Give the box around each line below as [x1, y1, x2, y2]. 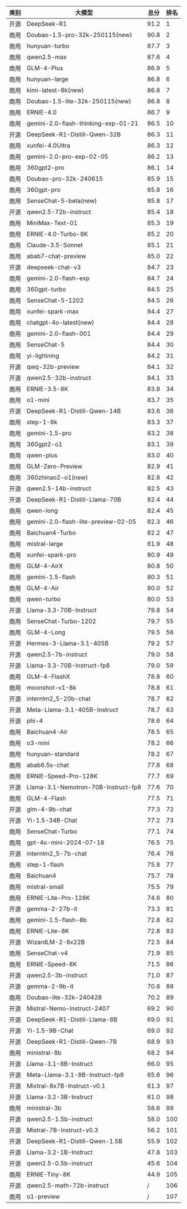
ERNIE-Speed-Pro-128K [26, 772, 98, 780]
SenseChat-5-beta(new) [26, 197, 97, 205]
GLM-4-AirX [26, 562, 63, 570]
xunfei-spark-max [26, 307, 79, 315]
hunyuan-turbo [26, 42, 69, 50]
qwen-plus [26, 451, 58, 459]
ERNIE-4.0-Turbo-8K [26, 230, 88, 238]
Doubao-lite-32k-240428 [26, 994, 102, 1001]
